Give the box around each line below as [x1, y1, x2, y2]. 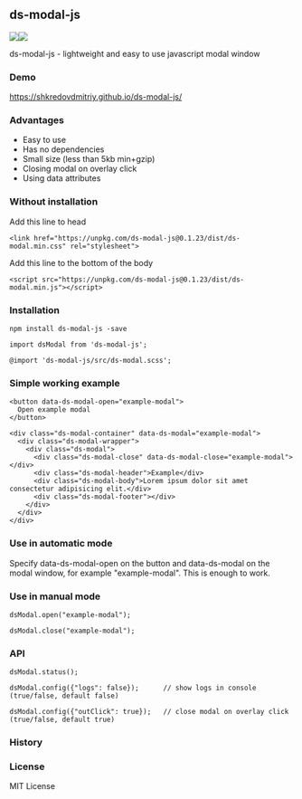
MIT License [9, 781, 56, 792]
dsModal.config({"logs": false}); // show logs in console [9, 683, 257, 693]
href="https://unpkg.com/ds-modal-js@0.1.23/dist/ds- [33, 233, 241, 243]
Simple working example [9, 376, 120, 389]
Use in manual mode [9, 590, 101, 603]
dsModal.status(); [9, 668, 79, 677]
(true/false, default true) [9, 715, 116, 725]
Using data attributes [22, 173, 101, 184]
